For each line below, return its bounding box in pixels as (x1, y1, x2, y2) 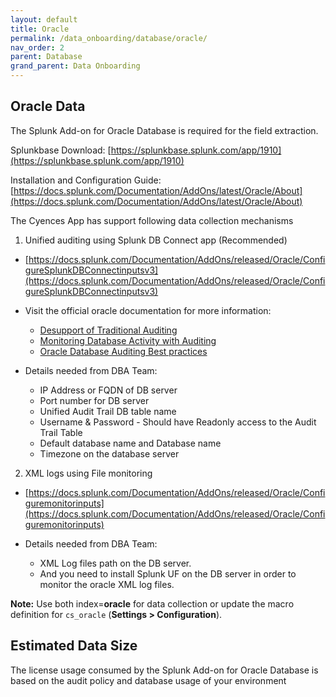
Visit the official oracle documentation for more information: (24, 304, 272, 316)
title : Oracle (10, 24, 70, 34)
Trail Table (39, 426, 83, 438)
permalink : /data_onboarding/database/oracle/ (10, 33, 208, 43)
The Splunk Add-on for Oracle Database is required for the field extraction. (10, 124, 319, 136)
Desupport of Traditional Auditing (39, 324, 178, 336)
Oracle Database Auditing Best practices (39, 345, 208, 357)
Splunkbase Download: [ (10, 144, 112, 156)
